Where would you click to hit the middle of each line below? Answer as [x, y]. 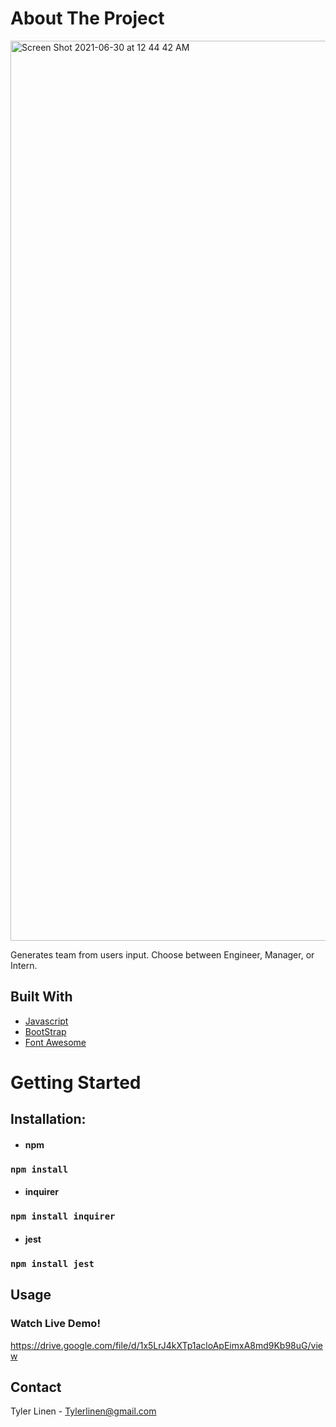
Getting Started [76, 1082]
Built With [41, 997]
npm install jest [52, 1263]
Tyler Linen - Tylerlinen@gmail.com [83, 1411]
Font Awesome [55, 1042]
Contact [36, 1387]
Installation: [48, 1119]
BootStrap [45, 1031]
